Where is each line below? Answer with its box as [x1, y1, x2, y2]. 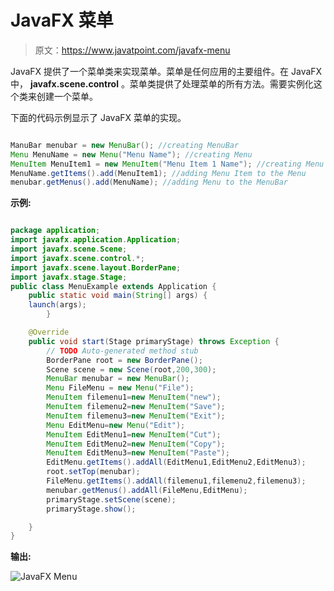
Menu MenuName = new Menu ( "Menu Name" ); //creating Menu [10, 149, 253, 160]
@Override [28, 327, 70, 338]
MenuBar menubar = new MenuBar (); [46, 374, 190, 384]
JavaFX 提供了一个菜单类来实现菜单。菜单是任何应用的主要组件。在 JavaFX [10, 65, 323, 77]
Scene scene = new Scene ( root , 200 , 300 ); [46, 364, 217, 375]
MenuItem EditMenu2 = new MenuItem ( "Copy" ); [46, 439, 226, 449]
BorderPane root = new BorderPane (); [46, 355, 203, 365]
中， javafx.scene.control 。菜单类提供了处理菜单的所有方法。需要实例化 [10, 77, 314, 90]
